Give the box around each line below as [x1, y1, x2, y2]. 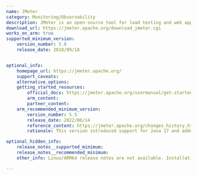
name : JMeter [6, 8, 38, 15]
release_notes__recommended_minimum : [16, 150, 109, 156]
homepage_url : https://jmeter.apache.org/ [16, 68, 122, 74]
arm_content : [27, 95, 59, 102]
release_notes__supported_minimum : [16, 144, 104, 150]
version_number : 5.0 [16, 42, 67, 48]
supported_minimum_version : [6, 36, 75, 42]
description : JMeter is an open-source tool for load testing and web [6, 19, 182, 25]
